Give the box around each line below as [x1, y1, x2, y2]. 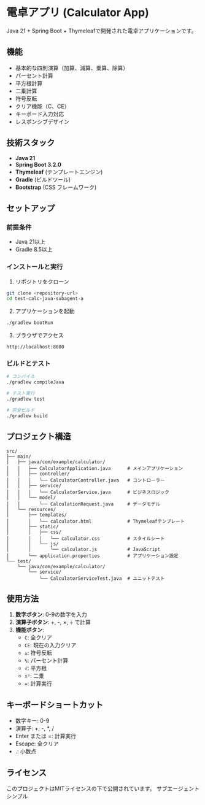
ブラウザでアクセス [15, 332, 64, 339]
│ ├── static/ [6, 523, 60, 530]
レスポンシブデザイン [15, 118, 69, 125]
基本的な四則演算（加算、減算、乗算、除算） [15, 64, 129, 71]
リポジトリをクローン [15, 277, 69, 285]
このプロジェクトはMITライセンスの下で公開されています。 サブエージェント [6, 785, 199, 792]
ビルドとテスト [6, 360, 51, 368]
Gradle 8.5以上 [15, 246, 53, 253]
